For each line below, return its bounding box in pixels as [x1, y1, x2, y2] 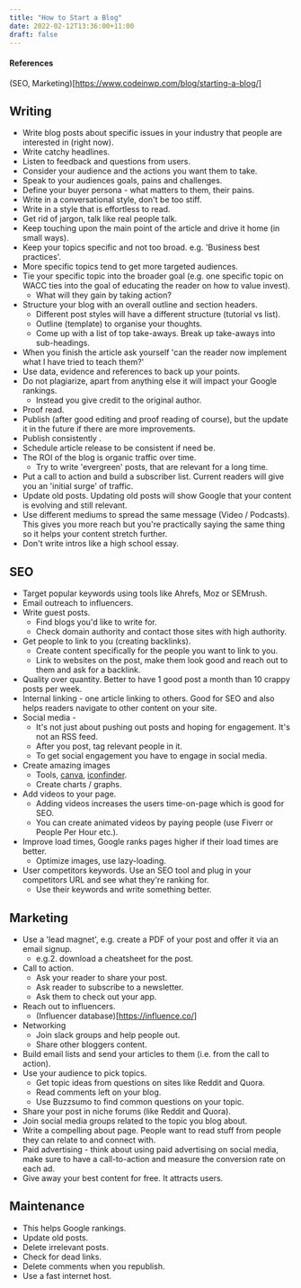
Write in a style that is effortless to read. [22, 204, 171, 215]
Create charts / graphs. [35, 779, 122, 790]
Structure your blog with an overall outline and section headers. [22, 299, 258, 310]
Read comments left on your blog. [35, 1087, 162, 1097]
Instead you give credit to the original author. [35, 395, 202, 405]
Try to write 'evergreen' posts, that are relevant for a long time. [35, 462, 269, 473]
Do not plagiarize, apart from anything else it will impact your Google [22, 376, 277, 386]
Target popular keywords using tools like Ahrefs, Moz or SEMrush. [22, 588, 268, 599]
